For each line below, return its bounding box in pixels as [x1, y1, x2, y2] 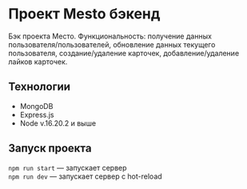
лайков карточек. [8, 57, 68, 66]
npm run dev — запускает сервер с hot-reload [8, 171, 162, 181]
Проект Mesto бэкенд [8, 5, 161, 23]
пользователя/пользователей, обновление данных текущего [8, 39, 216, 49]
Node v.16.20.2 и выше [19, 118, 97, 128]
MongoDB [19, 101, 54, 111]
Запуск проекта [8, 142, 92, 155]
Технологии [8, 80, 70, 94]
